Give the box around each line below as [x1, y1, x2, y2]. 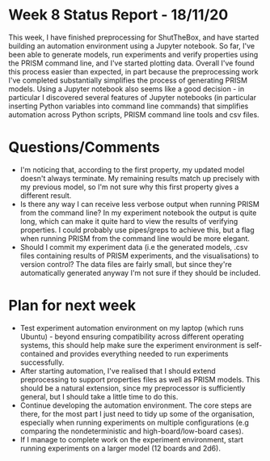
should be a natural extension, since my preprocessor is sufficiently [19, 383, 246, 393]
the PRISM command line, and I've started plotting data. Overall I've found [8, 58, 255, 68]
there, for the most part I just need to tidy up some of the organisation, [19, 408, 255, 418]
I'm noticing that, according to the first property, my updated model [19, 164, 245, 175]
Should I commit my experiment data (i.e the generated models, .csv [19, 242, 248, 252]
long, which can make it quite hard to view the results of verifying [19, 216, 238, 226]
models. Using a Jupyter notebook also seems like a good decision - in [8, 83, 245, 94]
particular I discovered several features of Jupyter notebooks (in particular [8, 92, 257, 102]
